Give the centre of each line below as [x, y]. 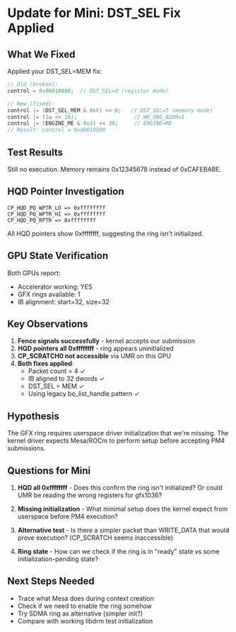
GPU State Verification [58, 256]
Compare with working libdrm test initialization [85, 621]
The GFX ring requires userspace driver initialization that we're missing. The [118, 433]
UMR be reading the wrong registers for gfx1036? [90, 495]
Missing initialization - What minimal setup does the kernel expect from [123, 509]
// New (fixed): [31, 104]
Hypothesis [34, 416]
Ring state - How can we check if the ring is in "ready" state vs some [118, 551]
